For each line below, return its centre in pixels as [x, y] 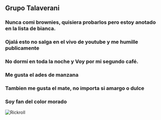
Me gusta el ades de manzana [42, 75]
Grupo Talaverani [32, 8]
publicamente [22, 48]
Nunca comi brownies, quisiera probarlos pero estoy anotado [80, 22]
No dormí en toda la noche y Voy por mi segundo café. [72, 62]
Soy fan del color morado [36, 102]
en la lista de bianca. [31, 28]
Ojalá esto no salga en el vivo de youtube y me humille [72, 42]
